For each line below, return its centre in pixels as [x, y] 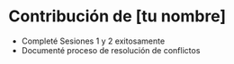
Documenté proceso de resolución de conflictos [111, 50]
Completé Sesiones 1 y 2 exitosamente [93, 41]
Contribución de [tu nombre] [117, 16]
